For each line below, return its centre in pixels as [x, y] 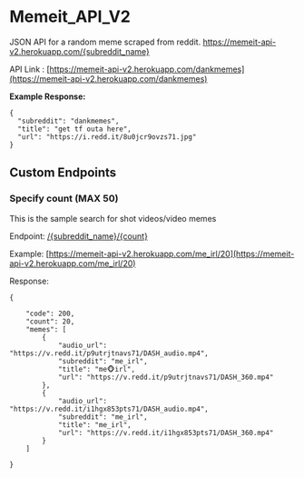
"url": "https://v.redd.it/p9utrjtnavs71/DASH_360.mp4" [166, 377]
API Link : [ [29, 69]
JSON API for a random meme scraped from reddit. [105, 42]
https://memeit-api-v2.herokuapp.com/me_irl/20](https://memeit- [172, 254]
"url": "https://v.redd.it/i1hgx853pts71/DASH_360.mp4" [166, 433]
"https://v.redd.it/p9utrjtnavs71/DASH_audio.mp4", [109, 353]
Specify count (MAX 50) [64, 199]
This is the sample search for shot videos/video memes [113, 218]
